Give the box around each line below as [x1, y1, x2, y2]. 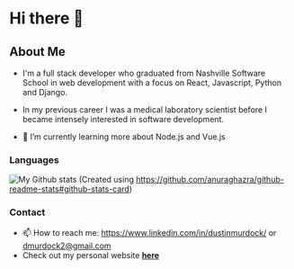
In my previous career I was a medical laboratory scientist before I [22, 104, 268, 115]
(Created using [78, 175, 135, 185]
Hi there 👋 [9, 8, 84, 29]
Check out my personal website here [22, 249, 160, 260]
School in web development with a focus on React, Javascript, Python [22, 77, 281, 88]
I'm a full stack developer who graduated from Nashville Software [22, 67, 266, 78]
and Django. [22, 87, 68, 97]
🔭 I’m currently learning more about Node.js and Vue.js [22, 131, 227, 142]
